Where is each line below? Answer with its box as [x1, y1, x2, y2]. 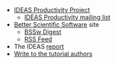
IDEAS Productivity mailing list [24, 13, 111, 21]
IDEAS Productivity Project [13, 6, 90, 14]
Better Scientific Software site [13, 21, 99, 28]
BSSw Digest [24, 28, 62, 36]
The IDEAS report [13, 43, 65, 50]
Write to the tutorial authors [13, 50, 92, 58]
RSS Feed [24, 35, 53, 43]
